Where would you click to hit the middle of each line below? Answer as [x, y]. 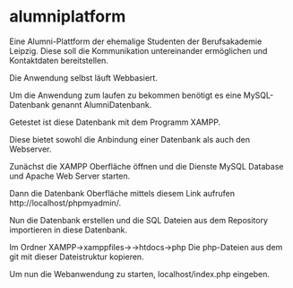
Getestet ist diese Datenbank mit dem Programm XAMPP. [115, 122]
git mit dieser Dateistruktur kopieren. [77, 257]
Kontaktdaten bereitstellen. [59, 60]
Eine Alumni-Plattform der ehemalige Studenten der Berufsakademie [136, 41]
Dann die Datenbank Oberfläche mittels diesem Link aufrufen [122, 193]
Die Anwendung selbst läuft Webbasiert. [84, 77]
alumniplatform [68, 17]
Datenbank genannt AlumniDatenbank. [81, 104]
